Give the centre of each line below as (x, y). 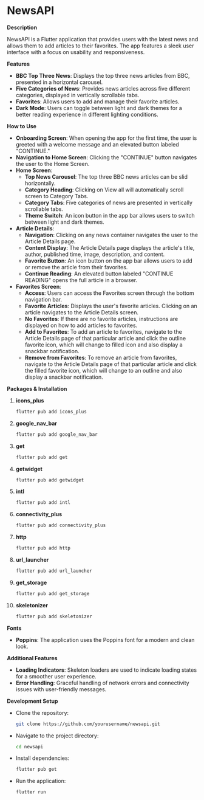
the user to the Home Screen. (53, 164)
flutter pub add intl (43, 503)
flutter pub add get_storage (53, 593)
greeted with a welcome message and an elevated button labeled (97, 144)
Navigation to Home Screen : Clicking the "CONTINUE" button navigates (106, 157)
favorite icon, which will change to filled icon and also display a (104, 345)
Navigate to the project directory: (57, 736)
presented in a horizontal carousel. (59, 82)
